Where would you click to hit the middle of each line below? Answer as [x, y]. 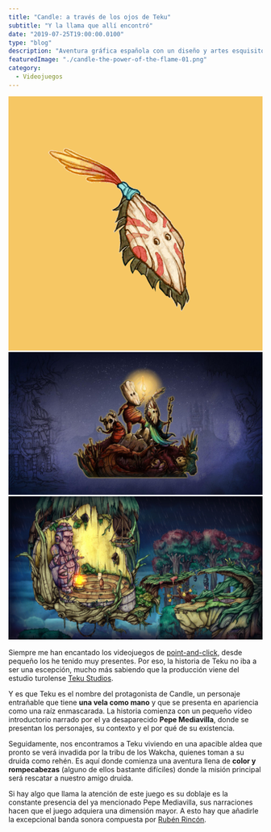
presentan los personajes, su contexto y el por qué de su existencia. [122, 728]
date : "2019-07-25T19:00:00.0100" [67, 34]
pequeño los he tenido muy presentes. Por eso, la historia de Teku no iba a [133, 661]
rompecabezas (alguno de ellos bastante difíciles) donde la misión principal [135, 769]
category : [25, 69]
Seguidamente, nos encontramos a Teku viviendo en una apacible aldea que [135, 743]
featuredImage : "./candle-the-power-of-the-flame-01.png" [108, 60]
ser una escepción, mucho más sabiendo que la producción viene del [124, 669]
